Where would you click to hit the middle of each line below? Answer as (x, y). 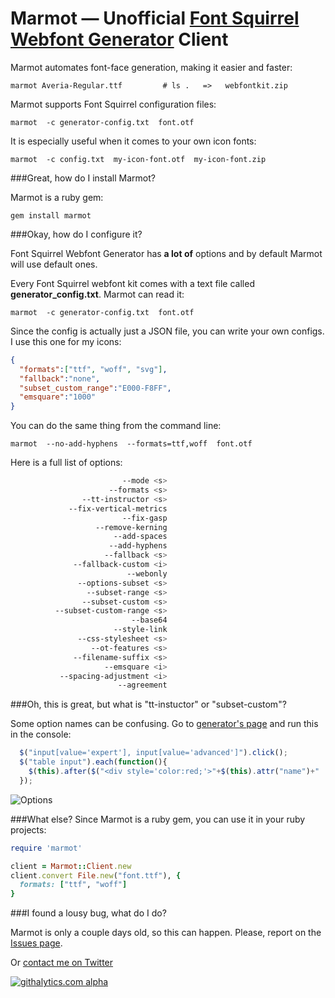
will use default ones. (54, 264)
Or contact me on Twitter (62, 963)
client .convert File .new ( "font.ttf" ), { (96, 875)
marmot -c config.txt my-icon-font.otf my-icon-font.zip (138, 159)
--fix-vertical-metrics (118, 508)
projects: (28, 829)
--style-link (140, 630)
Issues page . (36, 943)
